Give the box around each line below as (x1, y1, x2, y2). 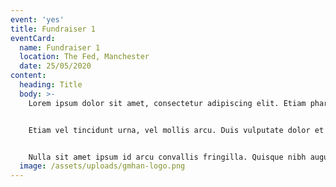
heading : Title (19, 80, 83, 90)
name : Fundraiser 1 (19, 42, 101, 53)
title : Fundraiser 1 (10, 24, 97, 34)
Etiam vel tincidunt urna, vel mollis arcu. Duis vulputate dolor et (28, 125, 325, 135)
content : (10, 71, 47, 81)
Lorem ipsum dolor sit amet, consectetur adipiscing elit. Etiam (28, 98, 307, 108)
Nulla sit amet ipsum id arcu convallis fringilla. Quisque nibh (28, 152, 307, 162)
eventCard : (10, 33, 56, 43)
